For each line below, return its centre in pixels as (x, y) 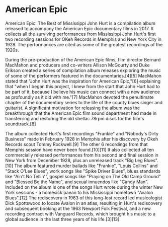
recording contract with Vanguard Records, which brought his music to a (80, 214)
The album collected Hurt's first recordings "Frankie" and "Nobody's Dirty (82, 133)
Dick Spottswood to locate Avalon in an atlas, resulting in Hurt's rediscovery (84, 203)
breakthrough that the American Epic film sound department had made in (81, 113)
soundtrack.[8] (21, 124)
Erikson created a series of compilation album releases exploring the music (83, 70)
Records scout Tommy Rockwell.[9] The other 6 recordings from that (76, 144)
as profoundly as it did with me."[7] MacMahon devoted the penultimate (79, 97)
